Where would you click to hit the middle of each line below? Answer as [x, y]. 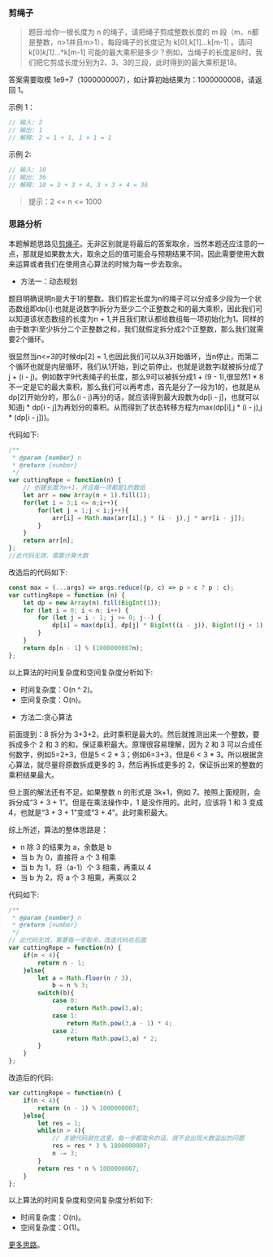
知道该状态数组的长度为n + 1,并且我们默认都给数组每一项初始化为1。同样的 [139, 319]
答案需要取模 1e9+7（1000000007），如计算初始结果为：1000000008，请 [132, 80]
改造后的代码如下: [38, 572]
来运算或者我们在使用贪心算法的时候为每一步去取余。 [97, 264]
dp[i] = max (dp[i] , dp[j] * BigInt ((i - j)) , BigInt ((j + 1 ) [158, 626]
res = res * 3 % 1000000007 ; [101, 1146]
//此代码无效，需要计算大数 [49, 556]
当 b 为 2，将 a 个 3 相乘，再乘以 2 [78, 877]
